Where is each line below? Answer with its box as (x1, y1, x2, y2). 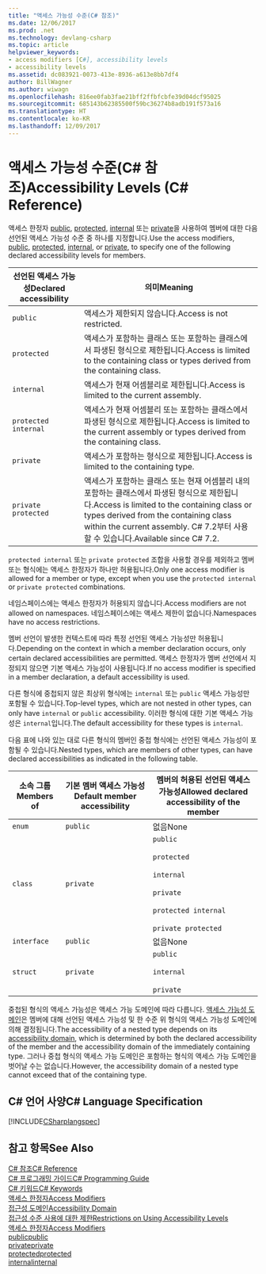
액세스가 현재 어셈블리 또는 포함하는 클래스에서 (84, 404, 248, 415)
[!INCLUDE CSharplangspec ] (8, 1116, 101, 1126)
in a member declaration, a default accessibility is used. (8, 671, 190, 682)
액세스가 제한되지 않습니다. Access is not (84, 308, 228, 319)
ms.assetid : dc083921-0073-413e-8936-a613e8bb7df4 (8, 71, 179, 78)
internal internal (8, 1257, 58, 1267)
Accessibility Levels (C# (26, 178, 189, 197)
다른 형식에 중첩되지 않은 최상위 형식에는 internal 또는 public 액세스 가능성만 (8, 688, 250, 698)
